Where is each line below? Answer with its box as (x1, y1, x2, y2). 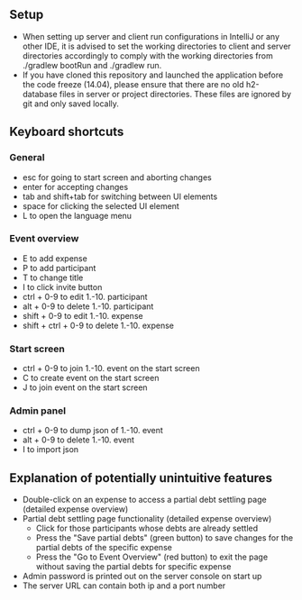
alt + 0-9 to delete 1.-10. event (22, 434, 135, 445)
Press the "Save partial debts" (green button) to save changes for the (35, 532, 294, 543)
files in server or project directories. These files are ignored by (59, 88, 291, 99)
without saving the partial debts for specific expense (35, 561, 232, 572)
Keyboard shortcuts (9, 124, 124, 140)
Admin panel (9, 405, 66, 417)
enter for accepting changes (22, 181, 129, 192)
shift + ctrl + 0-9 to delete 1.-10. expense (22, 320, 174, 331)
